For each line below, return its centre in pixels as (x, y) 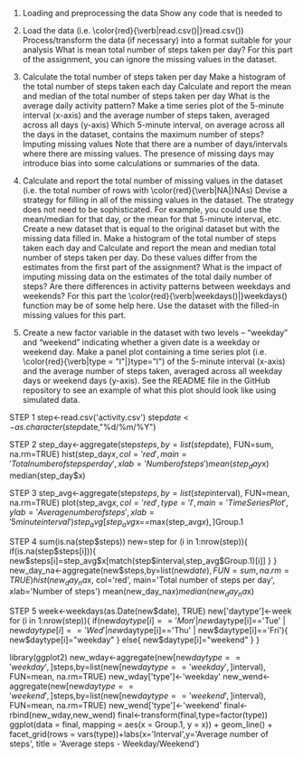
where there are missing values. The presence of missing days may (148, 154)
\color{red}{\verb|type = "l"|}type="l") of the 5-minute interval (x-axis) (154, 361)
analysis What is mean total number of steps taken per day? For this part (157, 50)
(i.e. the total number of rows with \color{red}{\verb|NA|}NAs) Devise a (155, 190)
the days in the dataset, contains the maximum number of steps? (143, 134)
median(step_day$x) (47, 475)
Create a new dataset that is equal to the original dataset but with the (151, 229)
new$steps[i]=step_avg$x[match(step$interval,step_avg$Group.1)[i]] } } (143, 560)
